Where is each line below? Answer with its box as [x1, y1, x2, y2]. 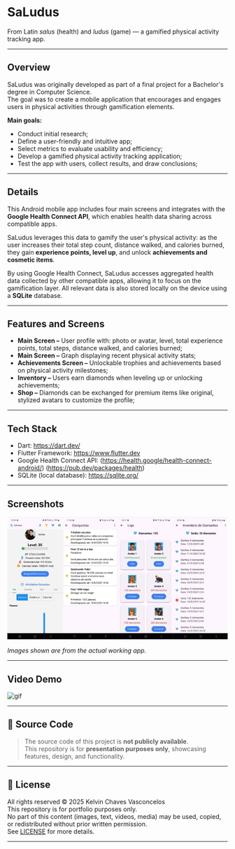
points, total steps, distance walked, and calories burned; [17, 344, 183, 352]
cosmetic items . [7, 255, 55, 264]
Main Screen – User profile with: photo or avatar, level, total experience [17, 336, 223, 345]
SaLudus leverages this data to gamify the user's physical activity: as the [7, 233, 218, 241]
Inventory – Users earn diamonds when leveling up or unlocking [17, 373, 203, 382]
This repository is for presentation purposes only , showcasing [24, 744, 206, 752]
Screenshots [7, 498, 64, 510]
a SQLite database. [7, 291, 63, 299]
